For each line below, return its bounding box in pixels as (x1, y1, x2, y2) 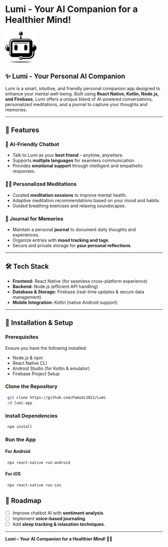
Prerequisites (5, 334, 38, 341)
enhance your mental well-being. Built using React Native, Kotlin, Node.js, (5, 91, 159, 97)
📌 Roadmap (5, 496, 41, 505)
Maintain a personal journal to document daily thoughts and (12, 227, 136, 233)
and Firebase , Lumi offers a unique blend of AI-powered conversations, (5, 96, 153, 102)
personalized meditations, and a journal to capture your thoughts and (5, 101, 147, 107)
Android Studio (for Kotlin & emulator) (12, 365, 90, 371)
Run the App (5, 436, 36, 443)
